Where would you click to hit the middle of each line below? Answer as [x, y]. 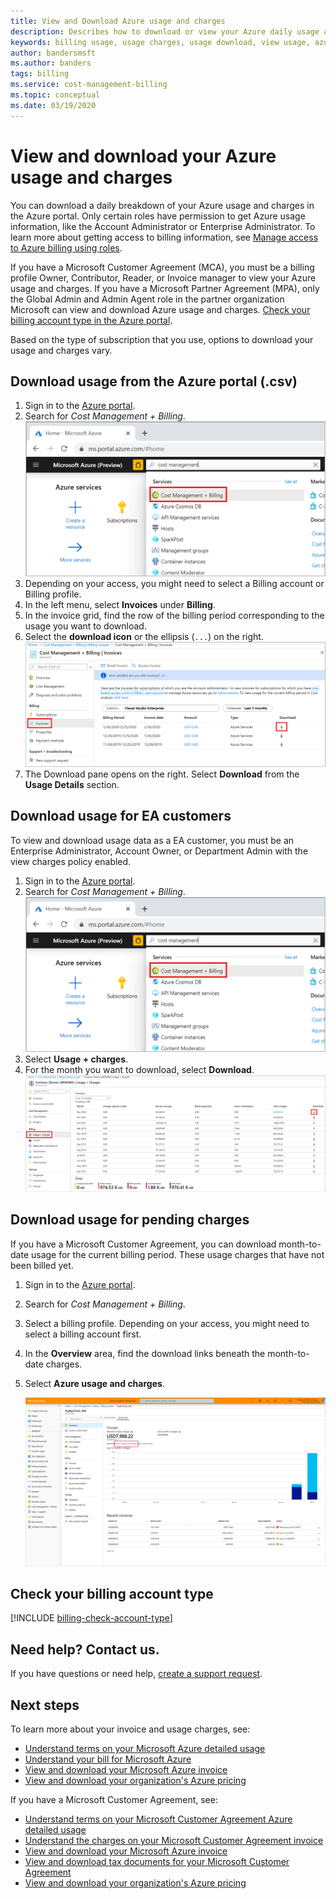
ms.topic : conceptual [55, 95]
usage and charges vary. [61, 350]
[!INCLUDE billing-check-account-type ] [91, 1618]
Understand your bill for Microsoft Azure [108, 1759]
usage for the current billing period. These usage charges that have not [177, 1254]
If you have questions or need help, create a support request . [136, 1674]
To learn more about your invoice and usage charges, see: [130, 1729]
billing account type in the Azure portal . [91, 320]
